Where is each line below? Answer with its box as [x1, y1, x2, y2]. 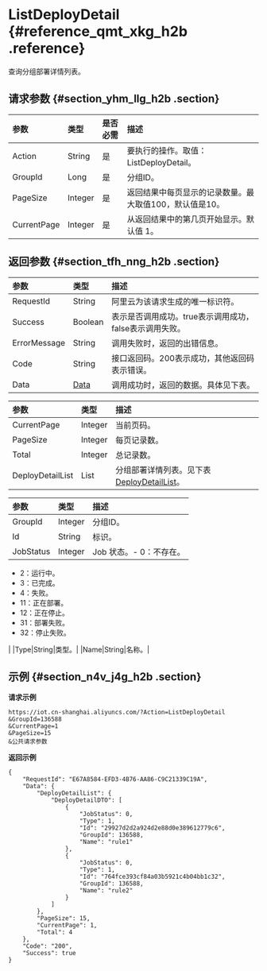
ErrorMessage [12, 337, 66, 348]
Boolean [72, 316, 104, 327]
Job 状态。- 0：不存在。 [92, 546, 185, 557]
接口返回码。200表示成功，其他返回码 [110, 352, 254, 363]
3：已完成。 [19, 578, 60, 587]
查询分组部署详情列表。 [8, 66, 85, 76]
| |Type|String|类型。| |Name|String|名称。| [8, 644, 149, 654]
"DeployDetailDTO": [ [50, 796, 123, 804]
